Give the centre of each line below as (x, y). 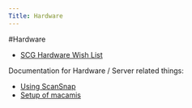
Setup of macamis (50, 95)
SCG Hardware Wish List (61, 54)
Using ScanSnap (48, 86)
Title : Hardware (36, 16)
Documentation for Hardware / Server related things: (96, 71)
